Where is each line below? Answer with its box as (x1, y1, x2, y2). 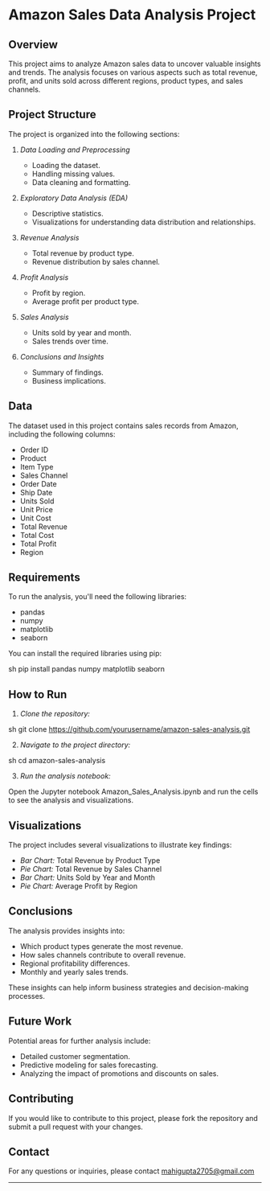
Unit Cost (19, 513, 51, 523)
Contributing (8, 1092, 74, 1106)
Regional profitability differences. (19, 959, 130, 968)
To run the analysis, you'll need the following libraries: (8, 592, 187, 602)
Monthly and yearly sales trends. (19, 967, 129, 976)
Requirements (8, 571, 80, 585)
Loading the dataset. (31, 160, 100, 170)
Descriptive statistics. (31, 208, 104, 218)
